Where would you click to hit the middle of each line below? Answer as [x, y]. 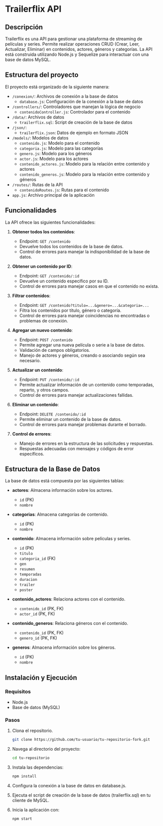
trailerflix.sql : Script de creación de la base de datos [76, 122]
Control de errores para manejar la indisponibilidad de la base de [84, 252]
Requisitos [18, 691]
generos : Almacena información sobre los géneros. [64, 647]
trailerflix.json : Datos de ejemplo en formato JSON [74, 133]
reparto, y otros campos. [44, 390]
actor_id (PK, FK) [37, 614]
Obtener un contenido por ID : [42, 266]
